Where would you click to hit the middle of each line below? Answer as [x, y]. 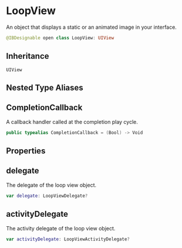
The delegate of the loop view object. [51, 185]
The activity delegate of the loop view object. [61, 228]
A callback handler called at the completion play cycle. [72, 122]
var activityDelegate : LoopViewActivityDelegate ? [68, 239]
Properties [26, 151]
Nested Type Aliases [45, 88]
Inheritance [28, 56]
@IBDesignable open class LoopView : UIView [60, 38]
